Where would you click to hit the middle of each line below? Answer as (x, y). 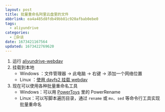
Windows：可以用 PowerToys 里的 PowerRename (70, 92)
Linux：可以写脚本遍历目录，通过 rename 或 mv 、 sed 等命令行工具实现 (90, 98)
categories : (17, 33)
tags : (11, 23)
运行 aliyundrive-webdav (38, 61)
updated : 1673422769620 (30, 46)
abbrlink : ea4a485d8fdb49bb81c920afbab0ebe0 (52, 19)
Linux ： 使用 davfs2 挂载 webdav (54, 79)
